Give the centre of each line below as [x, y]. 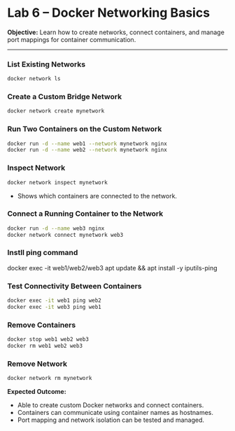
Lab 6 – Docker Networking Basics [109, 13]
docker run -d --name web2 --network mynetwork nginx [87, 150]
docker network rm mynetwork [50, 379]
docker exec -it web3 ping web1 [54, 307]
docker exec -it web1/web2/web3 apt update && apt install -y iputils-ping [113, 268]
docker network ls [34, 79]
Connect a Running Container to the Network [85, 214]
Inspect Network [36, 168]
